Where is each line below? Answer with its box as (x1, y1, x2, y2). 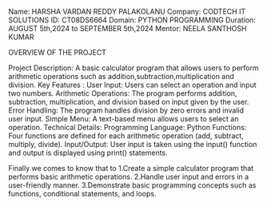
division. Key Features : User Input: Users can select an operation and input (8, 80, 257, 89)
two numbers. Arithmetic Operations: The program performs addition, (8, 89, 237, 98)
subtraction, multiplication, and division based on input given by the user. (8, 97, 249, 106)
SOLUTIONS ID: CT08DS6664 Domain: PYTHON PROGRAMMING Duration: (8, 15, 256, 25)
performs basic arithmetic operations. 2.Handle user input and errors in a (8, 172, 249, 181)
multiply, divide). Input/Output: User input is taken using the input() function (8, 140, 257, 149)
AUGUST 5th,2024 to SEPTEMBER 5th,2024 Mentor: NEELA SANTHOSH (8, 24, 247, 33)
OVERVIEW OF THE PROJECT (8, 48, 106, 57)
